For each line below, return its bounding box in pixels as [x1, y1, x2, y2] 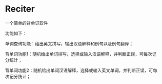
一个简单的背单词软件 [5, 20, 48, 26]
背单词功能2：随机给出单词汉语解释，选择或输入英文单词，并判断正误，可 [5, 67, 153, 73]
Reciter [5, 3, 35, 15]
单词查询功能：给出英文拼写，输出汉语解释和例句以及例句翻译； [5, 40, 133, 47]
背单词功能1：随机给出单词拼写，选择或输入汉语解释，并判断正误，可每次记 [5, 51, 157, 57]
